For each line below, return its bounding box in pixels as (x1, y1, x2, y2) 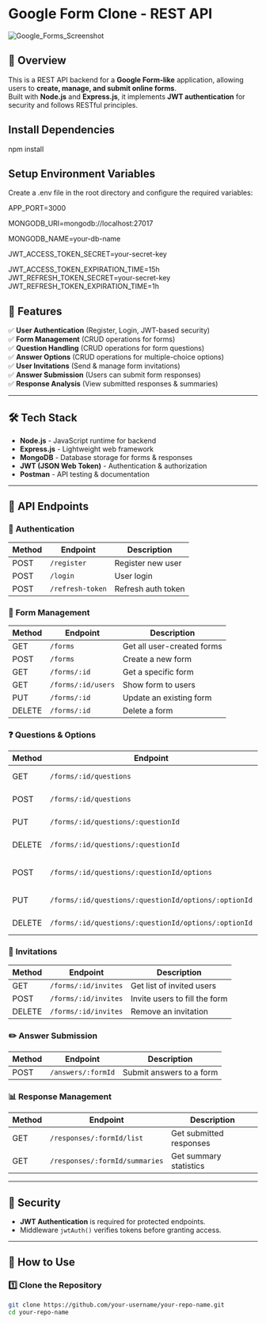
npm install (8, 144, 44, 154)
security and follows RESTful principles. (8, 100, 139, 109)
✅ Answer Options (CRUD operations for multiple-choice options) (8, 352, 224, 362)
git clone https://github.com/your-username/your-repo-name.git (8, 1300, 225, 1309)
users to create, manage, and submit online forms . (8, 83, 177, 93)
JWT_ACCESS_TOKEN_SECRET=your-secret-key (8, 249, 168, 259)
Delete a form (122, 705, 173, 716)
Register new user (114, 557, 182, 569)
